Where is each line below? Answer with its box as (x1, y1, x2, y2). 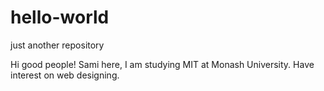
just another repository (10, 39, 105, 51)
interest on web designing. (10, 69, 120, 81)
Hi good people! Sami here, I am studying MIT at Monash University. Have (10, 58, 315, 70)
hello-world (10, 6, 110, 29)
